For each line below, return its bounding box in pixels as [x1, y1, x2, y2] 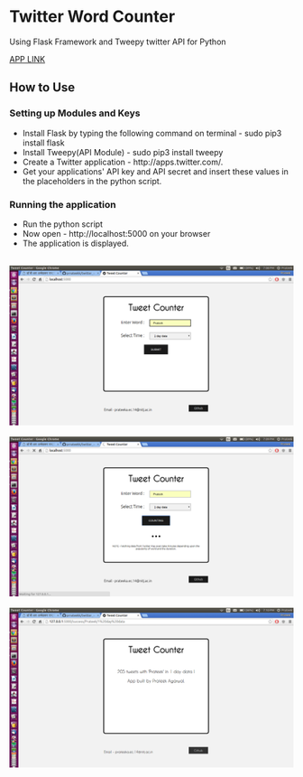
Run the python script [22, 219, 104, 229]
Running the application [9, 198, 116, 211]
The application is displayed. [22, 238, 129, 248]
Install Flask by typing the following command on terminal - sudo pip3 [22, 127, 282, 138]
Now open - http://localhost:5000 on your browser [22, 228, 211, 239]
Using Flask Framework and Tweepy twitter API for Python [9, 36, 227, 47]
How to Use [9, 80, 76, 96]
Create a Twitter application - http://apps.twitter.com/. [22, 156, 224, 167]
